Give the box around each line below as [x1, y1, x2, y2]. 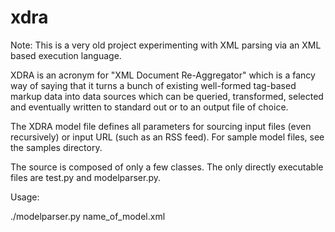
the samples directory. [10, 141, 103, 153]
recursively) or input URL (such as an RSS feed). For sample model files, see [10, 131, 325, 143]
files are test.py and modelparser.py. [10, 171, 161, 183]
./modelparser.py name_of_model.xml [10, 210, 166, 222]
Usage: [10, 191, 40, 203]
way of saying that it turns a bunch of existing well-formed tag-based [10, 79, 297, 91]
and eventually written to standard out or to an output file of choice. [10, 101, 289, 113]
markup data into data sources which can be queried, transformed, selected [10, 90, 324, 102]
